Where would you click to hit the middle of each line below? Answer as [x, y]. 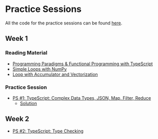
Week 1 [16, 39]
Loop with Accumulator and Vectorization [55, 74]
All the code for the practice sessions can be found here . [64, 23]
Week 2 [17, 119]
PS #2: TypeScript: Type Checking [48, 131]
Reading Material [26, 53]
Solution [28, 103]
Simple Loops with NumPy [39, 69]
